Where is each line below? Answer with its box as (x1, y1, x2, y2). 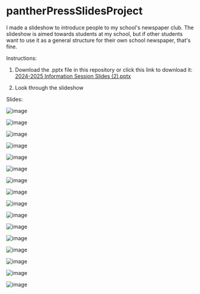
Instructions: (6, 54, 37, 62)
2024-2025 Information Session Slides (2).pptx (14, 72, 131, 79)
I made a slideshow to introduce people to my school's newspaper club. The (6, 24, 194, 31)
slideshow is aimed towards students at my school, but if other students (6, 30, 183, 37)
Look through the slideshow (14, 84, 84, 91)
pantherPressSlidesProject (6, 4, 143, 18)
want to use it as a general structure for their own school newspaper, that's (6, 36, 191, 44)
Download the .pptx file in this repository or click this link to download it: (14, 66, 193, 73)
